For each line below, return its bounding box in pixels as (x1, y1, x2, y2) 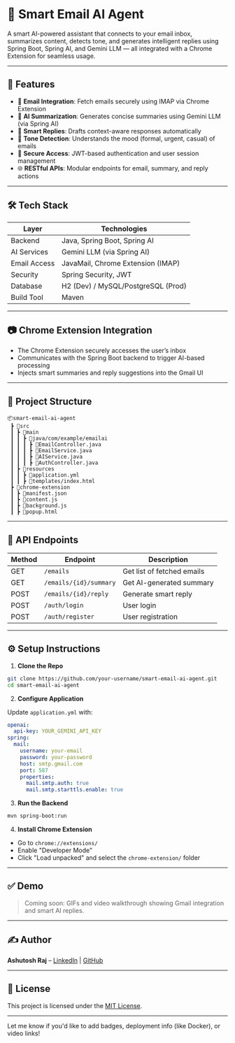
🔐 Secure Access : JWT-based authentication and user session (17, 149, 199, 157)
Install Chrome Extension (17, 825, 92, 834)
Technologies (101, 224, 148, 233)
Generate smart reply (122, 589, 192, 598)
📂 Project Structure (7, 395, 92, 408)
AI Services (10, 247, 49, 257)
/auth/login (44, 601, 84, 609)
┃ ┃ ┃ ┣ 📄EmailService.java (10, 447, 92, 454)
